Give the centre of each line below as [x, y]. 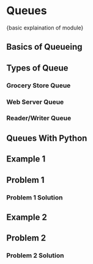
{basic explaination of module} [45, 28]
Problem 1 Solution [35, 197]
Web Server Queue [35, 102]
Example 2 [27, 217]
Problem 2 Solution [35, 255]
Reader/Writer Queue [39, 118]
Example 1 [26, 159]
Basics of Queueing [44, 47]
